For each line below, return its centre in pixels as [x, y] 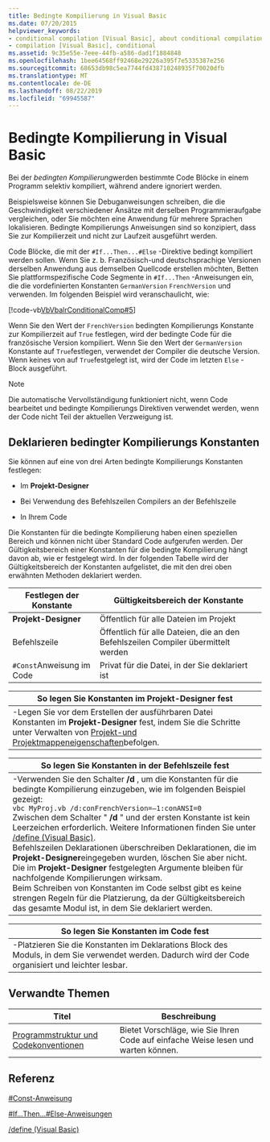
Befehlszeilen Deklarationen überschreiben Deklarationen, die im [135, 847]
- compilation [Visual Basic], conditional [82, 46]
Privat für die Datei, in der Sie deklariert [174, 665]
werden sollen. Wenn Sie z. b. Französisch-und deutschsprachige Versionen [135, 260]
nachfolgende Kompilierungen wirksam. [88, 878]
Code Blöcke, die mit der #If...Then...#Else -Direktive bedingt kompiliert [131, 251]
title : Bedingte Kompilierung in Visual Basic [88, 16]
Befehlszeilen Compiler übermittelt [165, 642]
